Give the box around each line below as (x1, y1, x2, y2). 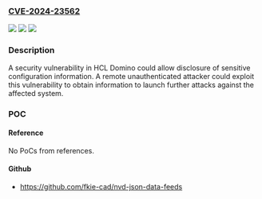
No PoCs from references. (8, 145, 94, 155)
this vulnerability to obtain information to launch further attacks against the (8, 80, 254, 90)
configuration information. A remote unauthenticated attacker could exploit (8, 71, 254, 81)
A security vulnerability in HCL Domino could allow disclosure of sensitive (8, 62, 251, 73)
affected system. (8, 88, 64, 98)
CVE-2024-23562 (8, 6, 81, 17)
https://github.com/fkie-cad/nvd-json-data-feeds (19, 181, 183, 191)
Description (8, 45, 55, 56)
